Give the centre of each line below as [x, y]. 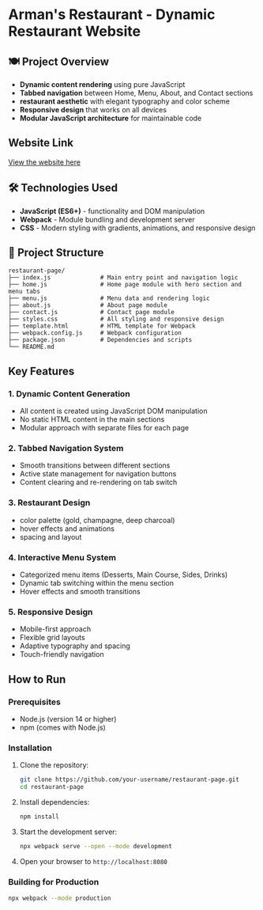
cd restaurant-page [52, 787]
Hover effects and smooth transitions [80, 592]
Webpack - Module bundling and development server [107, 219]
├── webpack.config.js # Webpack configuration [95, 333]
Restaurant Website [74, 31]
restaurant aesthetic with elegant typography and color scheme [125, 101]
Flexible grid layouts [52, 638]
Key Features [41, 371]
